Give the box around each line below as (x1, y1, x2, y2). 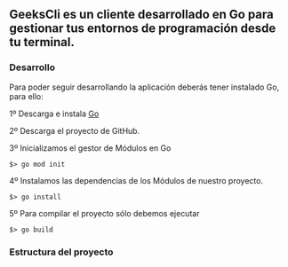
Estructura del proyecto (9, 246, 114, 258)
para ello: (9, 90, 44, 101)
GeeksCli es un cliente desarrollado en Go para (9, 7, 274, 22)
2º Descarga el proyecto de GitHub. (9, 125, 140, 136)
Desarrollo (9, 61, 56, 74)
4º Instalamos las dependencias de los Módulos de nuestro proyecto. (9, 175, 264, 185)
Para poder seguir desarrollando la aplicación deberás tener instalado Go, (9, 82, 280, 92)
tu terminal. (9, 35, 76, 50)
